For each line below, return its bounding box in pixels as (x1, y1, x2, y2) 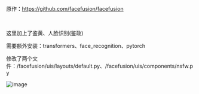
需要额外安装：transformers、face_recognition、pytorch (6, 43, 145, 49)
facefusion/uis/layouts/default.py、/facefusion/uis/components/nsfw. (19, 62, 190, 69)
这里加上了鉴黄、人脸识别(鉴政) (6, 29, 84, 37)
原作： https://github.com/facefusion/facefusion (6, 5, 124, 12)
